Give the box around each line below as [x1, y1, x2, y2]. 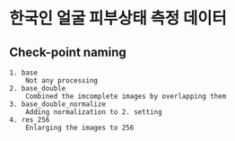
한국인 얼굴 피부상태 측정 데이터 [9, 8, 227, 29]
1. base [9, 68, 39, 77]
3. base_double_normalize [9, 100, 106, 109]
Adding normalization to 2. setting [25, 108, 163, 117]
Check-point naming [9, 44, 127, 59]
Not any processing [25, 76, 99, 85]
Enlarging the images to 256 [25, 123, 135, 132]
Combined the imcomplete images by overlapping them [25, 92, 227, 101]
